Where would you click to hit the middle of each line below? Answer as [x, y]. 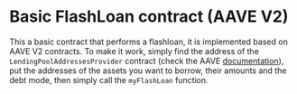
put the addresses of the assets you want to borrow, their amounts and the [148, 70]
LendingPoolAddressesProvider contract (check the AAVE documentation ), [147, 61]
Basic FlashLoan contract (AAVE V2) [149, 17]
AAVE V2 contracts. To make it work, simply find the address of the [135, 51]
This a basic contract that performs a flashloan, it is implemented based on [149, 42]
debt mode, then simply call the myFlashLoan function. [109, 80]
